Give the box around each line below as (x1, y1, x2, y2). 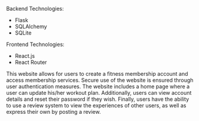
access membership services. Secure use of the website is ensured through (6, 77, 194, 83)
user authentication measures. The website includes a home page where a (6, 83, 190, 90)
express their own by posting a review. (6, 108, 101, 115)
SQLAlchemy (14, 23, 47, 30)
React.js (14, 52, 35, 59)
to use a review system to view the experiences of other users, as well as (6, 102, 186, 109)
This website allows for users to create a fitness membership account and (6, 70, 188, 77)
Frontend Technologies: (6, 41, 65, 48)
